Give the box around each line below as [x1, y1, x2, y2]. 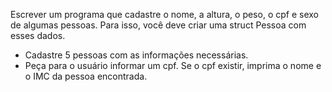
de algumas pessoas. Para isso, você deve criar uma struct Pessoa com [10, 19, 307, 31]
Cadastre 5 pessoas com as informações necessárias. [24, 49, 249, 61]
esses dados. [10, 30, 66, 41]
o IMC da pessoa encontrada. [24, 70, 148, 82]
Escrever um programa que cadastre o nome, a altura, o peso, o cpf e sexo [10, 9, 319, 20]
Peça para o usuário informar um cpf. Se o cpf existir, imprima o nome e [24, 60, 322, 71]
